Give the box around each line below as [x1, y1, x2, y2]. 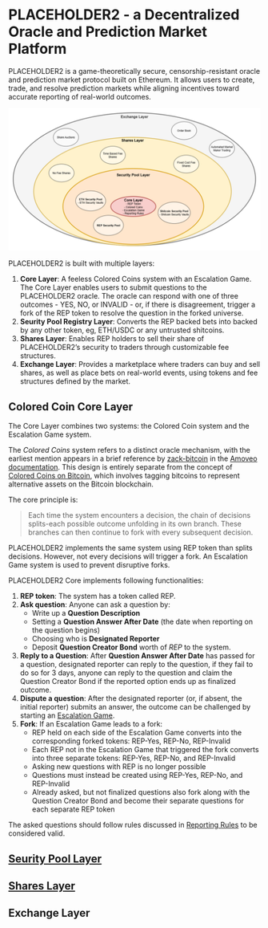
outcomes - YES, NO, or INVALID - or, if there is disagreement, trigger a [19, 299, 256, 310]
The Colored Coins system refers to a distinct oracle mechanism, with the [8, 446, 250, 455]
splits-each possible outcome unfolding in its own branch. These [27, 519, 242, 529]
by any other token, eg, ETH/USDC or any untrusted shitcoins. [19, 325, 225, 335]
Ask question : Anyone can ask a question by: [19, 600, 170, 609]
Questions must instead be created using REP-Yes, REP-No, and [31, 771, 243, 780]
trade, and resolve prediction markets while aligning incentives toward [8, 83, 240, 93]
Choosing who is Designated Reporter [31, 634, 160, 644]
